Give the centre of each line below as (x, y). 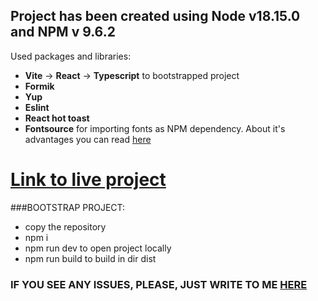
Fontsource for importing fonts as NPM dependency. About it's (155, 128)
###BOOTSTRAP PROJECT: (68, 207)
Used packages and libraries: (71, 56)
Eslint (37, 107)
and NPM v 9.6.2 (63, 32)
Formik (39, 86)
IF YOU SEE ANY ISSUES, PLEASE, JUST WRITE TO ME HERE (159, 284)
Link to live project (88, 180)
